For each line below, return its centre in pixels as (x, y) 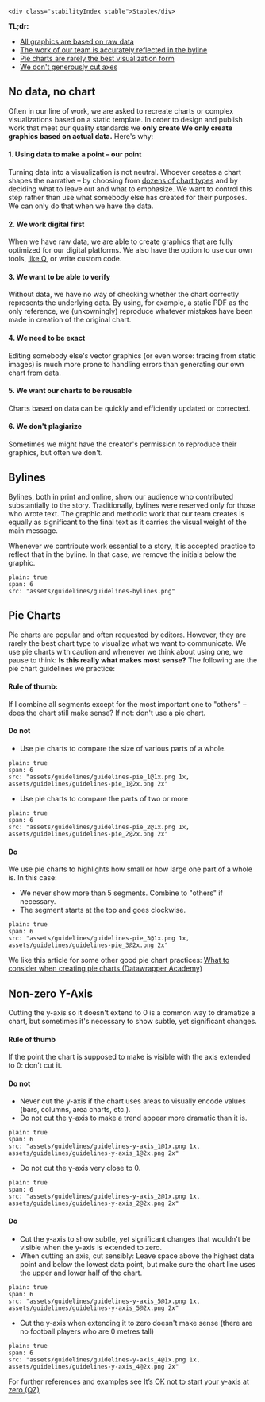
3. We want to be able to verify (60, 276)
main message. (33, 530)
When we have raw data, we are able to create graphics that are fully (121, 241)
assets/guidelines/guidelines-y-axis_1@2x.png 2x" (94, 1153)
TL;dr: (19, 26)
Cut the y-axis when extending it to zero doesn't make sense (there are (136, 1323)
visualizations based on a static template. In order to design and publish (126, 119)
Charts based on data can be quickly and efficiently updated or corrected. (129, 408)
